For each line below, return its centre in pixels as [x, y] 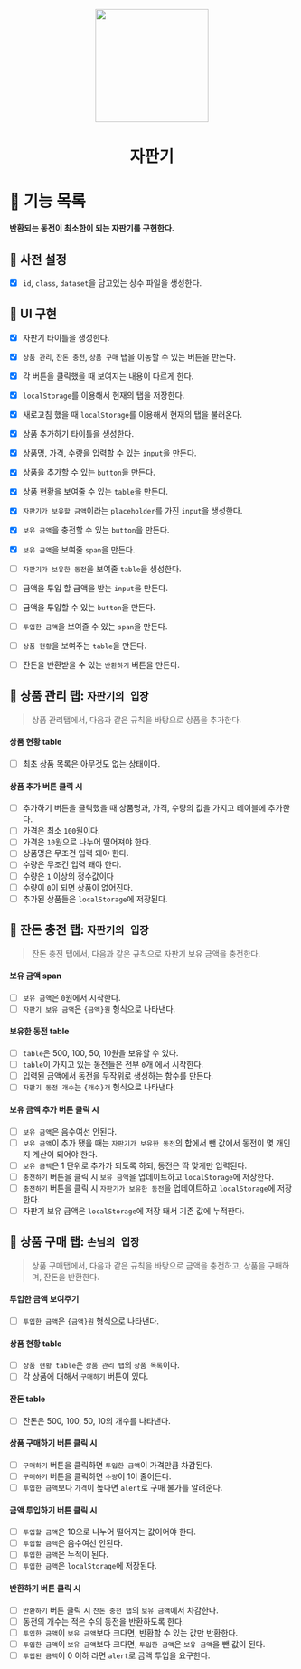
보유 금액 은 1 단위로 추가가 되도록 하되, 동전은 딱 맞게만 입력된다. [135, 1165]
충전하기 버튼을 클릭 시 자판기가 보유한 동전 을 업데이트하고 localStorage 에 [149, 1188]
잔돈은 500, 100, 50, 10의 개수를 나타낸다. [97, 1420]
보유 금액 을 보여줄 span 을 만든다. [79, 549]
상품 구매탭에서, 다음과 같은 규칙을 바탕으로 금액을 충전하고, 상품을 [148, 1265]
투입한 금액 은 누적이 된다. [65, 1554]
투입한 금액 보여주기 [44, 1299]
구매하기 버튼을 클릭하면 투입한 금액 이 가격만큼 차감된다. [118, 1465]
